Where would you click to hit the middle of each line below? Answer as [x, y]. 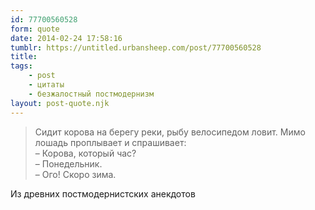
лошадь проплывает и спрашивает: [110, 142]
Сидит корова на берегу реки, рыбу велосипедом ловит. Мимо [170, 132]
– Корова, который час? [85, 153]
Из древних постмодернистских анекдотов [103, 193]
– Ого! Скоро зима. [75, 174]
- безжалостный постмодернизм [91, 94]
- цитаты [46, 85]
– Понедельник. [68, 163]
